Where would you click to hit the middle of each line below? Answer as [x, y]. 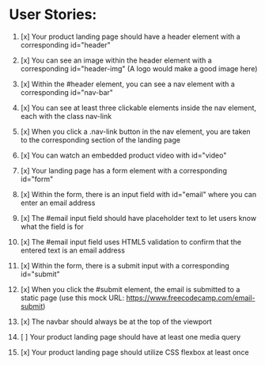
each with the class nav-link [66, 116]
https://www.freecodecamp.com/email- [191, 298]
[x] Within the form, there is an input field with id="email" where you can [138, 194]
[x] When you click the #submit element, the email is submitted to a [130, 289]
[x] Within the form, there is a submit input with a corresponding [125, 265]
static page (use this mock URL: [72, 298]
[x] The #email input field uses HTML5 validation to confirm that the [131, 241]
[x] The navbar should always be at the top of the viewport [116, 321]
